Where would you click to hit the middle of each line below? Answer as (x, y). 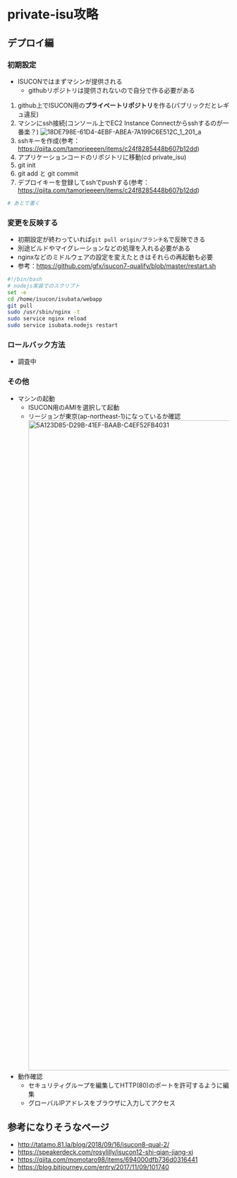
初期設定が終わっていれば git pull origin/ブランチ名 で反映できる (111, 239)
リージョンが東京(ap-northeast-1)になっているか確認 (104, 416)
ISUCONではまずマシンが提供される (70, 81)
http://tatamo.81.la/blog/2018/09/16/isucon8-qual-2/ (93, 1145)
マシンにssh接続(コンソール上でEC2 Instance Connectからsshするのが (120, 123)
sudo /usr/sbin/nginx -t (44, 312)
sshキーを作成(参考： (48, 140)
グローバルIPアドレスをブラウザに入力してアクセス (102, 1103)
